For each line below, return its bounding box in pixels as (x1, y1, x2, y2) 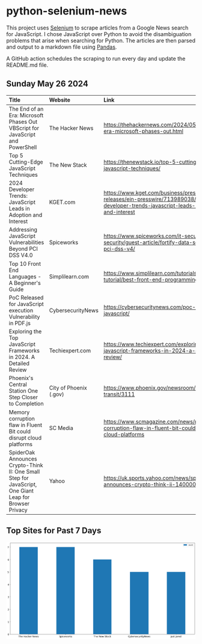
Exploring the (8, 328, 42, 335)
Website (49, 96, 71, 103)
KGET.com (49, 198, 76, 206)
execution (8, 307, 34, 314)
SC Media (49, 425, 73, 431)
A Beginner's (8, 279, 41, 286)
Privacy (8, 506, 28, 514)
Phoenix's (8, 375, 34, 382)
